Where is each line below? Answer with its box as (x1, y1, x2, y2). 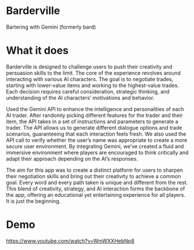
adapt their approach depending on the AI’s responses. (6, 155, 138, 162)
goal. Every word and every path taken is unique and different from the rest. (6, 179, 188, 186)
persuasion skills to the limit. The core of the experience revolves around (6, 69, 181, 77)
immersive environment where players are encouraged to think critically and (6, 149, 189, 156)
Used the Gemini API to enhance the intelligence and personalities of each (6, 105, 185, 112)
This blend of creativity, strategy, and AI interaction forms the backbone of (6, 185, 185, 192)
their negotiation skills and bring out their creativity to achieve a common (6, 172, 181, 179)
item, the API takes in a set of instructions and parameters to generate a (6, 118, 179, 125)
